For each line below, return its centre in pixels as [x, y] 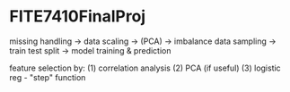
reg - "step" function [48, 77]
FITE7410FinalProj [78, 17]
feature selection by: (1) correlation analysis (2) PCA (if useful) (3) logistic [145, 68]
